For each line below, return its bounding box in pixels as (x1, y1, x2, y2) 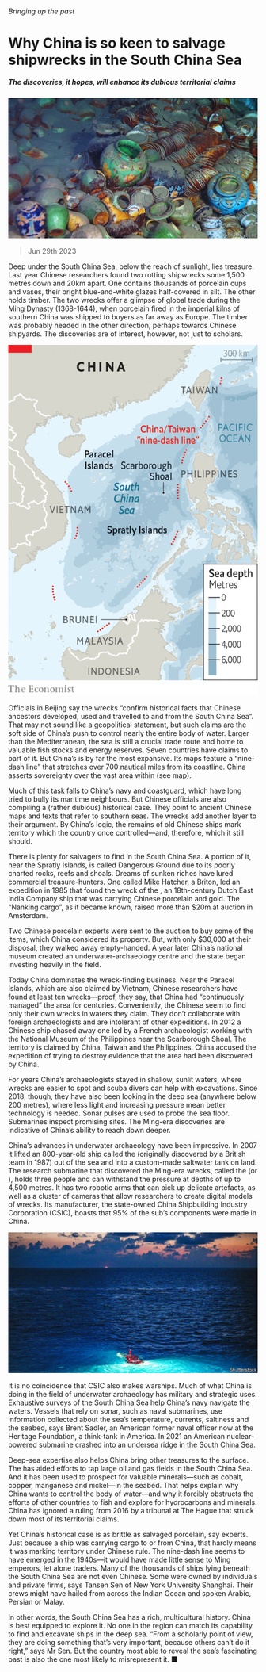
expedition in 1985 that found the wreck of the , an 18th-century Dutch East (8, 886, 253, 895)
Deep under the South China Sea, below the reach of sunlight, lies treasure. (8, 262, 255, 271)
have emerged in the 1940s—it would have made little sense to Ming (8, 1555, 231, 1564)
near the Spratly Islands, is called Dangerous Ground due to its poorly (8, 860, 235, 870)
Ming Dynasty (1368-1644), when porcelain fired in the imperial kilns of (8, 304, 240, 313)
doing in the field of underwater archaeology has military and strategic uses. (8, 1389, 257, 1398)
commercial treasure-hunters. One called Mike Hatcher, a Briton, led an (8, 877, 241, 887)
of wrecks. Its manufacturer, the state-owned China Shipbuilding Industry (8, 1199, 248, 1209)
